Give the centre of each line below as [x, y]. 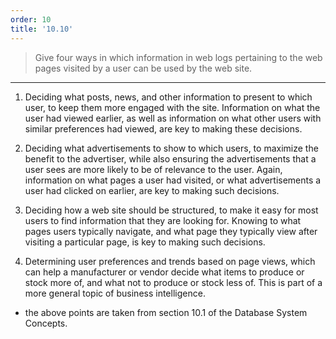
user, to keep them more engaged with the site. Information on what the [172, 107]
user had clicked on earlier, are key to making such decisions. [152, 190]
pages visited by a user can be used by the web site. [143, 68]
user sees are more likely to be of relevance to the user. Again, [153, 169]
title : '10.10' [42, 29]
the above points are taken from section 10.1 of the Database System [166, 312]
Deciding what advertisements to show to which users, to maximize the [171, 148]
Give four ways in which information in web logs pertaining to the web [178, 57]
